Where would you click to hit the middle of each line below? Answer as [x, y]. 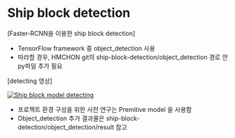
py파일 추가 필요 [40, 65]
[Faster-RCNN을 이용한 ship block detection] [71, 33]
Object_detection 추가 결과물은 [61, 118]
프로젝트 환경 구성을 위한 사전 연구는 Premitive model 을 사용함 [104, 109]
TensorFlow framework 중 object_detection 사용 [86, 48]
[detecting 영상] [30, 81]
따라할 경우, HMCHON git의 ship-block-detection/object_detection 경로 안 [123, 57]
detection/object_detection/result [66, 127]
